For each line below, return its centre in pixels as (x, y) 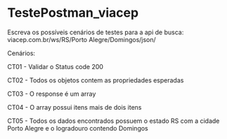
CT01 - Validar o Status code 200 (56, 66)
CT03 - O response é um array (52, 94)
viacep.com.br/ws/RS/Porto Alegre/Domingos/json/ (82, 39)
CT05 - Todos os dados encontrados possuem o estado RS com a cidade (113, 121)
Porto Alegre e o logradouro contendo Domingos (78, 128)
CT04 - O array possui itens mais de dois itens (74, 107)
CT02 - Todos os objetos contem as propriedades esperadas (96, 80)
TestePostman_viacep (73, 13)
